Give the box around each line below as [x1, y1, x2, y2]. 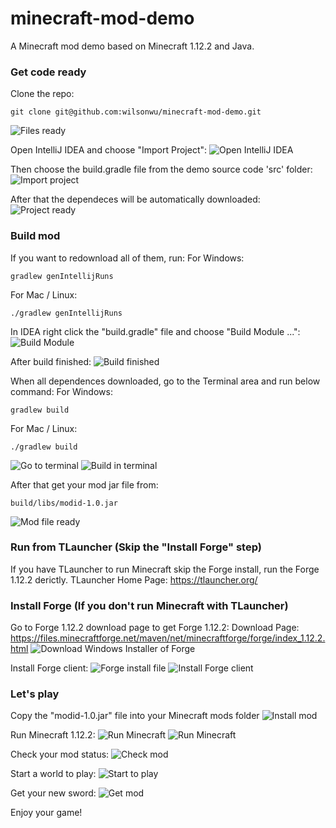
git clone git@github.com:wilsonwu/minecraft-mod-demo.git [10, 107, 262, 117]
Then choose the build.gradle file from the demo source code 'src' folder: [10, 163, 313, 176]
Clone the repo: [10, 88, 75, 100]
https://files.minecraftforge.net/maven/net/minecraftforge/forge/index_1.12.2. [10, 632, 326, 644]
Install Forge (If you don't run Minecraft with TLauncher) [10, 598, 289, 612]
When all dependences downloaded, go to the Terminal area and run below [10, 375, 321, 387]
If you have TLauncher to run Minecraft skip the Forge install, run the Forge [10, 563, 320, 575]
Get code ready [10, 65, 87, 79]
